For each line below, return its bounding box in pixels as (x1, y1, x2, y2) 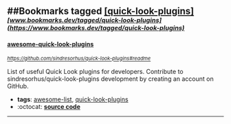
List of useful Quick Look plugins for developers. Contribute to (7, 67, 184, 75)
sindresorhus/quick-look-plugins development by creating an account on (7, 75, 214, 83)
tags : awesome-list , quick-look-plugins (16, 95, 129, 103)
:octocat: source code (16, 102, 80, 110)
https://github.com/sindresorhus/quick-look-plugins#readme (7, 55, 151, 62)
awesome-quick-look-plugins (7, 40, 94, 48)
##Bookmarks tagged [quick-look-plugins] (7, 5, 195, 17)
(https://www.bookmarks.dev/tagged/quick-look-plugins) (7, 24, 185, 33)
